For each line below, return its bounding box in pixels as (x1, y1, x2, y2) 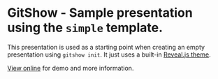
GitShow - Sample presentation (7, 5, 194, 21)
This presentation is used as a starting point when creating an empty (7, 43, 205, 51)
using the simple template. (7, 20, 163, 36)
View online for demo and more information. (7, 64, 134, 72)
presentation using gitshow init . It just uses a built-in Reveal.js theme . (7, 50, 211, 59)
